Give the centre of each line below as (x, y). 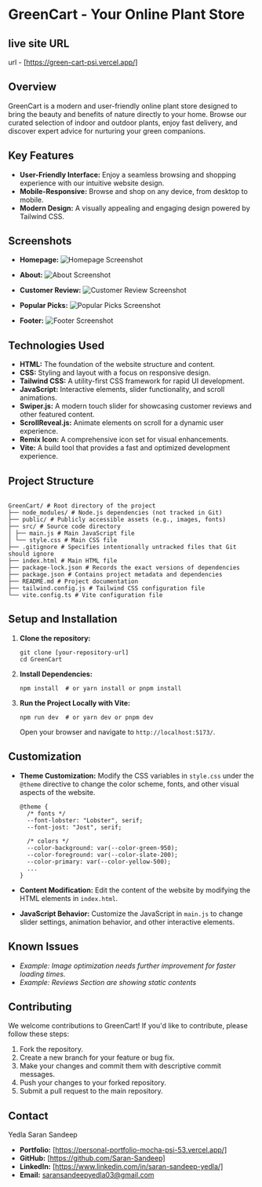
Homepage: (39, 260)
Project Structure (51, 481)
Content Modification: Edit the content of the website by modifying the (135, 890)
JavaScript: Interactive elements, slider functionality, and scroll (122, 390)
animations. (38, 397)
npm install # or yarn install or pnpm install (100, 688)
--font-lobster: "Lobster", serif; (85, 820)
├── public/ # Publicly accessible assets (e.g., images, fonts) (117, 520)
